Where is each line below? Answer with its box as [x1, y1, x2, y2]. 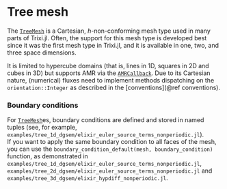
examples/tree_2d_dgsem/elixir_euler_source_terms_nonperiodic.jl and [7, 166, 213, 175]
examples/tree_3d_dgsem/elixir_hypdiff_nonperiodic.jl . [7, 174, 169, 182]
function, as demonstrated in [7, 152, 89, 160]
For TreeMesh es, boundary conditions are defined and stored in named [7, 116, 204, 124]
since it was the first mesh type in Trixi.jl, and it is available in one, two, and [7, 41, 219, 49]
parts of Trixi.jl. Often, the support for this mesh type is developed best [7, 33, 207, 42]
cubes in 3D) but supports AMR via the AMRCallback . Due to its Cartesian [7, 69, 211, 77]
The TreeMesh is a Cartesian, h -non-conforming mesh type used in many [7, 27, 211, 35]
